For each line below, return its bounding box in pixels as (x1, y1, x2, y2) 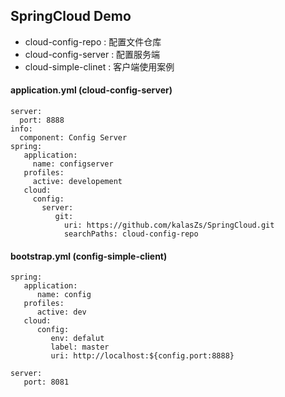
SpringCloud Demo (10, 8, 132, 25)
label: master (50, 342, 110, 353)
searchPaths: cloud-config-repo (63, 229, 199, 239)
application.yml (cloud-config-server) (10, 84, 173, 96)
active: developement (32, 177, 123, 187)
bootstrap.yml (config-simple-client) (10, 250, 168, 262)
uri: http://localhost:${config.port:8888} (50, 351, 235, 361)
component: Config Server (19, 133, 128, 143)
